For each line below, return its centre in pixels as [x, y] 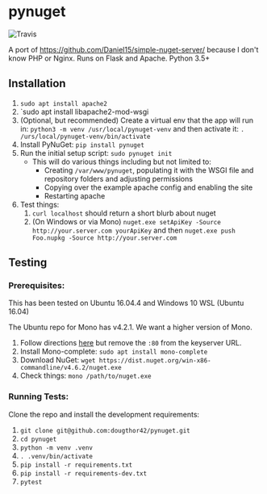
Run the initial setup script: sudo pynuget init [96, 153]
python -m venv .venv [56, 448]
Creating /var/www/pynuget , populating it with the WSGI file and [149, 170]
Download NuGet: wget [58, 360]
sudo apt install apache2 [63, 103]
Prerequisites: [37, 286]
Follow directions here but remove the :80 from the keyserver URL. [131, 343]
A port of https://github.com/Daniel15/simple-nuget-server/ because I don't [133, 49]
